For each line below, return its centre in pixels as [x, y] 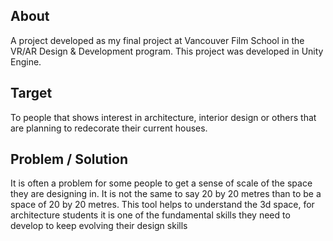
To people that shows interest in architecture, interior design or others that [163, 117]
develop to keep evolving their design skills [99, 226]
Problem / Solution [69, 159]
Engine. [26, 61]
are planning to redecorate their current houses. [109, 128]
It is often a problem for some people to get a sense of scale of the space [161, 183]
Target [31, 93]
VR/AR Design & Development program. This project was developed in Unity [167, 51]
